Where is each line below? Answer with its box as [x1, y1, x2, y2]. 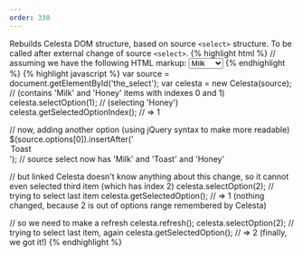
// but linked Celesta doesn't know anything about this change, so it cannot [9, 171, 289, 182]
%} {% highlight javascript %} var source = [9, 68, 170, 79]
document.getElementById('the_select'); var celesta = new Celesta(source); [9, 78, 292, 89]
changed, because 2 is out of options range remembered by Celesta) [9, 200, 267, 211]
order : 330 [9, 13, 51, 23]
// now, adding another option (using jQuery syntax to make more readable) [9, 124, 290, 135]
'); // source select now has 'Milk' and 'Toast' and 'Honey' [9, 153, 225, 164]
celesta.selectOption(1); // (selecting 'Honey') [9, 97, 179, 108]
